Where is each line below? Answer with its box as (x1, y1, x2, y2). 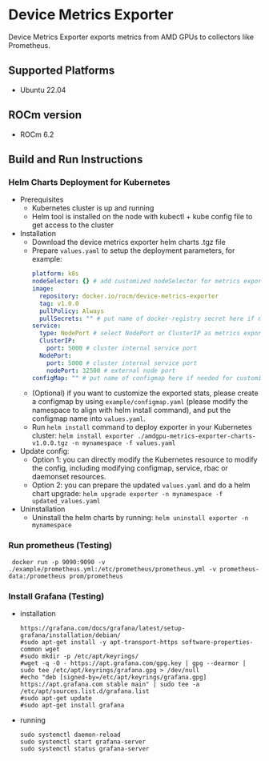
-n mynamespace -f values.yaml (71, 439, 176, 447)
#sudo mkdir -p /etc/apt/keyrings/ (19, 652, 139, 660)
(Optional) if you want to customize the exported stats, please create (31, 388, 259, 398)
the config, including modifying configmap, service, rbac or (31, 463, 228, 473)
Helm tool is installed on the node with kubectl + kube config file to (31, 212, 253, 222)
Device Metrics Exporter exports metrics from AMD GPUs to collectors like (8, 32, 255, 42)
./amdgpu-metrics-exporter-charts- (137, 432, 256, 441)
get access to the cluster (31, 220, 114, 230)
